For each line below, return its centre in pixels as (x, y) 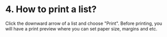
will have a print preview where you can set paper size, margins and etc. (81, 28)
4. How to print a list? (51, 9)
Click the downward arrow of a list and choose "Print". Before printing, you (84, 23)
